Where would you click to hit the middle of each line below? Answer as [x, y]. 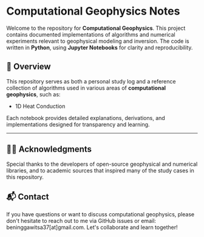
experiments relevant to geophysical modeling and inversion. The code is [98, 41]
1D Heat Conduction [40, 106]
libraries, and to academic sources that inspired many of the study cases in [100, 170]
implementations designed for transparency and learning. [78, 124]
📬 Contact [28, 196]
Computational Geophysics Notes [93, 11]
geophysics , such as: [33, 94]
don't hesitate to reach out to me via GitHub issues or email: [81, 221]
